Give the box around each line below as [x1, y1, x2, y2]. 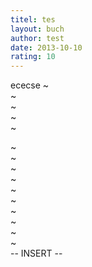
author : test [10, 33, 65, 43]
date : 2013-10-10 [10, 42, 83, 53]
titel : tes [10, 14, 56, 25]
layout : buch [10, 24, 65, 34]
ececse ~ [10, 79, 50, 91]
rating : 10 [10, 52, 56, 62]
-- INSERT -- [10, 247, 63, 260]
